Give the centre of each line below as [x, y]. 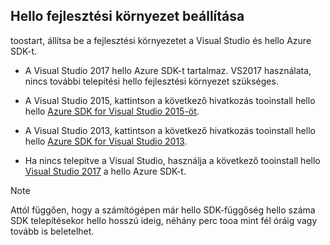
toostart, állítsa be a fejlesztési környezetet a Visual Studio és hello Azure [161, 40]
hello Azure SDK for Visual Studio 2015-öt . [112, 111]
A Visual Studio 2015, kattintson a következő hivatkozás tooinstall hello [170, 100]
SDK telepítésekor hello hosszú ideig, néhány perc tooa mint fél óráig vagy [164, 220]
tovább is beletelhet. [52, 231]
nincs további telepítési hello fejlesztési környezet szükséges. [151, 81]
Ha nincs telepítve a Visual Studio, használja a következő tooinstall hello [172, 160]
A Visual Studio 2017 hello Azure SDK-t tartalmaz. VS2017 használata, [168, 70]
